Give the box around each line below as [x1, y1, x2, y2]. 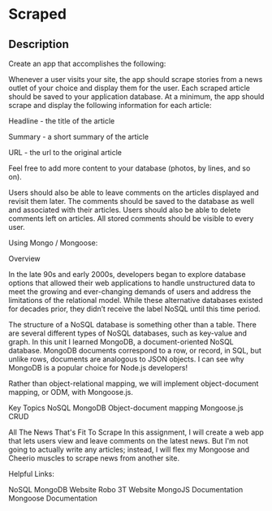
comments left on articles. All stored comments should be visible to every [8, 214, 254, 223]
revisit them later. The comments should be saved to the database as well [8, 197, 254, 206]
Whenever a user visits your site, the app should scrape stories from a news [8, 75, 263, 84]
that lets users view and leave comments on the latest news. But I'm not [8, 436, 249, 445]
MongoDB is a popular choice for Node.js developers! [8, 363, 188, 372]
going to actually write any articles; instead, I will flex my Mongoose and [8, 444, 250, 454]
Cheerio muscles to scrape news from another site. [8, 453, 180, 463]
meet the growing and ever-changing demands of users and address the [8, 287, 252, 297]
